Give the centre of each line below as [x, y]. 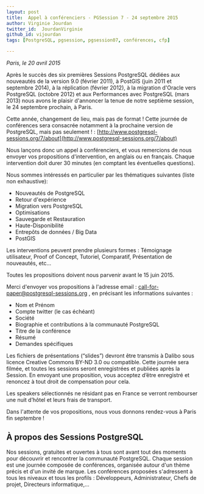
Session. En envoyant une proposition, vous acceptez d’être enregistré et [98, 375]
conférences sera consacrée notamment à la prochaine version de [90, 125]
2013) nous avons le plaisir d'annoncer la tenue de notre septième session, [100, 101]
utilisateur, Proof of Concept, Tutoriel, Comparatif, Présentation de [89, 257]
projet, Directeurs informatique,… [48, 484]
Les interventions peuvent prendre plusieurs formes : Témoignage [89, 250]
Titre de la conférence [43, 331]
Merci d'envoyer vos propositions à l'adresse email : [72, 287]
